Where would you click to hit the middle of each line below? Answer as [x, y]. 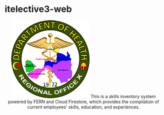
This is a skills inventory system [123, 96]
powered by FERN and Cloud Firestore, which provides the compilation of [83, 102]
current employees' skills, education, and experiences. [83, 107]
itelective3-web [38, 9]
